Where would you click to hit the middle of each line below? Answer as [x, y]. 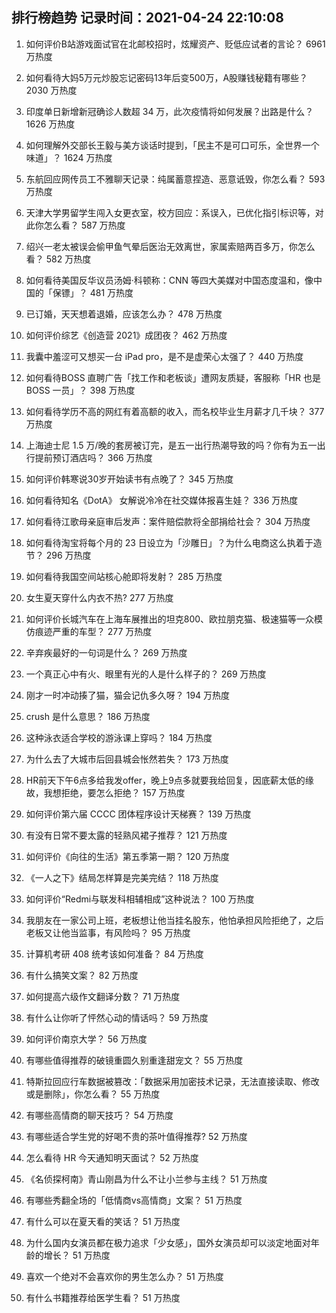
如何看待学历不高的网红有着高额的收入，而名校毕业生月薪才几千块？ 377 [175, 411]
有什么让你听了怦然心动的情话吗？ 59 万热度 [117, 1017]
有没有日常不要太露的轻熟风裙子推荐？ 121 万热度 [126, 835]
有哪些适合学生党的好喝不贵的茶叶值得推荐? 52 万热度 [136, 1136]
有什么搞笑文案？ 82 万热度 [82, 975]
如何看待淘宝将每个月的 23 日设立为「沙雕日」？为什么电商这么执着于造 [174, 542]
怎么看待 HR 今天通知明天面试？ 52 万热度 [112, 1157]
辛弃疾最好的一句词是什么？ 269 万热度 [106, 652]
